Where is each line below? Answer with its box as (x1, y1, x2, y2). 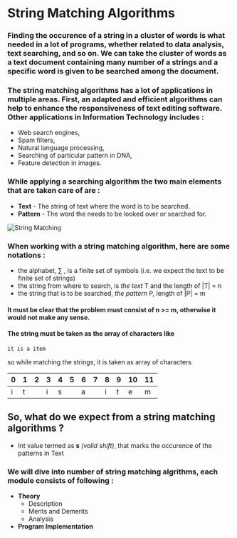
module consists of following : (7, 475, 114, 485)
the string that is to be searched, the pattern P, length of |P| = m (17, 289, 206, 297)
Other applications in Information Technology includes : (7, 112, 204, 122)
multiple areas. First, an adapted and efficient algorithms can (7, 94, 223, 104)
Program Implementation (17, 522, 94, 530)
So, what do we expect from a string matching (7, 411, 216, 423)
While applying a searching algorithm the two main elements (7, 176, 222, 186)
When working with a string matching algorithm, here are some (7, 241, 230, 251)
